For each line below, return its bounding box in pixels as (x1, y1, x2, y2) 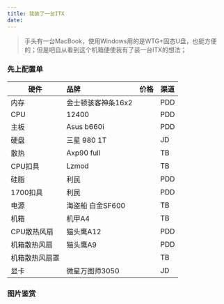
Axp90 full (66, 148, 101, 158)
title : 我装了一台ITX (7, 10, 65, 17)
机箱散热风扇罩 (10, 252, 61, 262)
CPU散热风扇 (10, 227, 54, 236)
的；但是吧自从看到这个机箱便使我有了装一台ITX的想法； (24, 45, 187, 54)
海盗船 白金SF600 (66, 200, 126, 210)
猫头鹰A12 (66, 227, 102, 236)
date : (7, 17, 23, 24)
